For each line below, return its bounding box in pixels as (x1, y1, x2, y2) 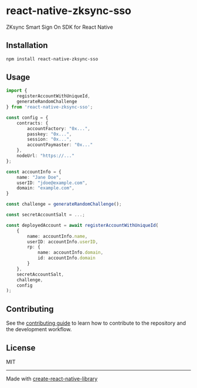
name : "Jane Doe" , (16, 174, 62, 180)
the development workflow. (6, 326, 72, 333)
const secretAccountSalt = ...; (6, 212, 85, 218)
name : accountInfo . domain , (37, 250, 104, 256)
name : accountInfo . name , (27, 233, 88, 239)
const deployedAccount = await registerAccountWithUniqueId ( (6, 222, 159, 228)
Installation (6, 40, 48, 50)
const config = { (6, 114, 49, 121)
